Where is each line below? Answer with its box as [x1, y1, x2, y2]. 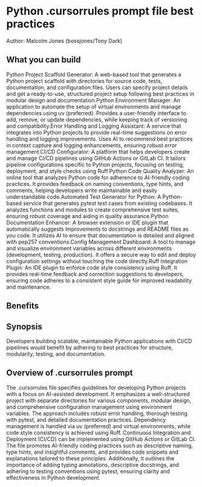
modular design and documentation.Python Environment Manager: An [6, 96, 180, 104]
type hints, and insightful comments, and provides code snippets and [6, 448, 178, 456]
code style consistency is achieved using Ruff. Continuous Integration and [6, 429, 191, 436]
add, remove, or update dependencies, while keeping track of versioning [6, 116, 187, 123]
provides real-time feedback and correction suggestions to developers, [6, 270, 184, 277]
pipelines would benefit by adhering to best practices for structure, [6, 343, 174, 351]
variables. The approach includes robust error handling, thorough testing [6, 409, 187, 417]
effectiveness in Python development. [6, 474, 101, 481]
